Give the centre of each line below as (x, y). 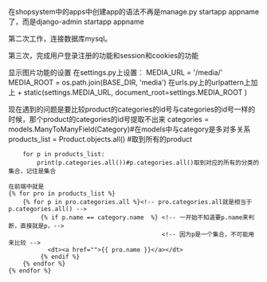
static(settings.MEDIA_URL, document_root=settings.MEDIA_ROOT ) (135, 92)
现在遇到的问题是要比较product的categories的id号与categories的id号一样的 (132, 109)
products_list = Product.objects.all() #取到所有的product (100, 139)
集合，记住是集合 (32, 171)
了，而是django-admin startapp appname (77, 22)
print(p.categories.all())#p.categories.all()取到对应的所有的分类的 (148, 163)
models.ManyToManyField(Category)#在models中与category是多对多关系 (130, 129)
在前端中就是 (26, 186)
